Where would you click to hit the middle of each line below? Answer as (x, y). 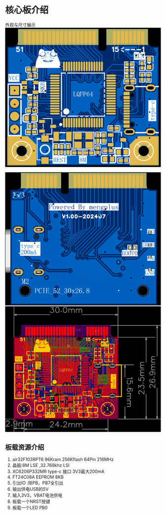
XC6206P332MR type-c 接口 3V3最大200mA (58, 471)
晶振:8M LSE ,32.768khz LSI (41, 465)
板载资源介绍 (25, 447)
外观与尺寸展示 (20, 25)
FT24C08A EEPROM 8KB (38, 477)
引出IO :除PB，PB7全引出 (38, 483)
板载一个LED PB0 (30, 508)
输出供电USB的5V (30, 489)
